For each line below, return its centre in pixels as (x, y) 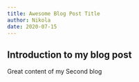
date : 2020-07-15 (32, 26)
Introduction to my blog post (69, 55)
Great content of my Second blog (55, 72)
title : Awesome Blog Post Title (54, 14)
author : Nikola (29, 20)
